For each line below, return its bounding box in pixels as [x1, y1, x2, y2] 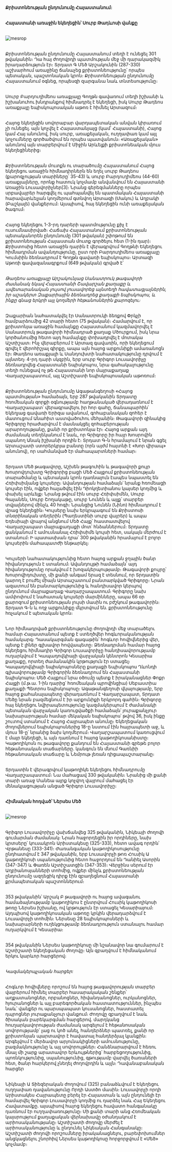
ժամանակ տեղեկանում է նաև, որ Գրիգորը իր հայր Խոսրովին [5, 432, 153, 437]
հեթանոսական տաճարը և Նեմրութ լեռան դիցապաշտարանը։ [5, 751, 155, 757]
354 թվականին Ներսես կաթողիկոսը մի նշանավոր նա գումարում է [5, 942, 164, 948]
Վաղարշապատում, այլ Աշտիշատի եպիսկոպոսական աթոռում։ [5, 373, 156, 378]
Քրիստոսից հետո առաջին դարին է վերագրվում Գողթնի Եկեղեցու [5, 244, 162, 249]
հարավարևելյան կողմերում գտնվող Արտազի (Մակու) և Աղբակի [5, 195, 160, 201]
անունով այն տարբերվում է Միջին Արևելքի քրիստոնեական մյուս [5, 141, 161, 148]
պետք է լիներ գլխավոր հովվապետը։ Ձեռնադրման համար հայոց [5, 642, 160, 648]
